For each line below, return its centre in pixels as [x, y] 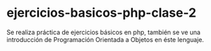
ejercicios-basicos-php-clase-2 [102, 13]
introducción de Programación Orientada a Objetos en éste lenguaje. [105, 39]
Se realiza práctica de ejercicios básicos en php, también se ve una [103, 32]
